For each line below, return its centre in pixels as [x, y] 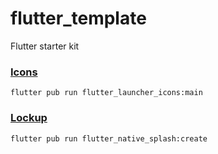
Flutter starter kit [45, 46]
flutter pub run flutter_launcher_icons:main [106, 93]
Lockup [29, 118]
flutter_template [78, 18]
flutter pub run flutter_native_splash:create [109, 138]
